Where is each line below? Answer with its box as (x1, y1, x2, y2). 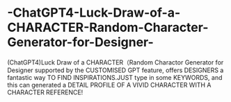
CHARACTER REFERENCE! (7, 88, 83, 96)
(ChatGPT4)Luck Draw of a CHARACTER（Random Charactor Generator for (7, 58, 224, 67)
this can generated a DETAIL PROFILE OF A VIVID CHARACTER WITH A (7, 80, 212, 89)
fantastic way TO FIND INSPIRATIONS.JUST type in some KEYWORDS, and (7, 73, 223, 81)
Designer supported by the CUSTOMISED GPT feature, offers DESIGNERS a (7, 66, 224, 74)
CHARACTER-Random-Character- (7, 19, 209, 35)
